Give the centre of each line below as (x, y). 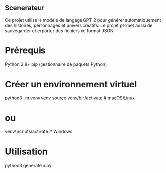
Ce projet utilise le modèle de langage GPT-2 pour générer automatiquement (83, 20)
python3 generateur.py (28, 165)
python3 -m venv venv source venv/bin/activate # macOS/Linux (70, 98)
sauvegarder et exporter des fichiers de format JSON (59, 30)
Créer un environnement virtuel (71, 84)
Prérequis (25, 50)
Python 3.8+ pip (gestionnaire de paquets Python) (56, 64)
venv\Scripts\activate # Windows (39, 131)
